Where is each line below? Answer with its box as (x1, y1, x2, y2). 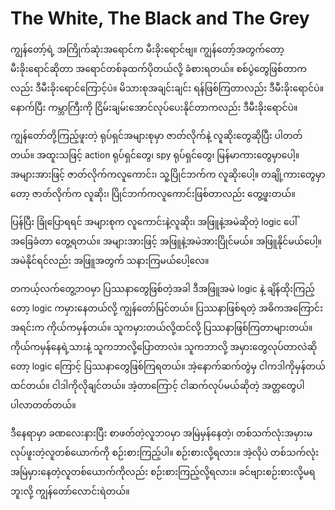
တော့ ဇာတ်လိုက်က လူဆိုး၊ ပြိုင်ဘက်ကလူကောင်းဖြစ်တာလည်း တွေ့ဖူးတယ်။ (10, 187, 296, 199)
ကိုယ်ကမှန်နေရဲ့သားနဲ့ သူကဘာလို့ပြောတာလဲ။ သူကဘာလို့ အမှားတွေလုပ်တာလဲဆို (10, 340, 318, 352)
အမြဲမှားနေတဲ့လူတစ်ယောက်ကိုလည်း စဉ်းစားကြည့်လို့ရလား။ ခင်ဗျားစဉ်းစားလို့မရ (10, 465, 316, 477)
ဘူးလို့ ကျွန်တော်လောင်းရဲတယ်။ (10, 485, 130, 497)
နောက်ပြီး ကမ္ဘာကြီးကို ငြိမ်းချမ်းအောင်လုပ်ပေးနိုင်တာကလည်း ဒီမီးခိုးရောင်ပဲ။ (10, 101, 298, 113)
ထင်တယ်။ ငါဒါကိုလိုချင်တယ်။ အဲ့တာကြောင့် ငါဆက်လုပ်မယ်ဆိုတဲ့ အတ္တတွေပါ (10, 379, 305, 391)
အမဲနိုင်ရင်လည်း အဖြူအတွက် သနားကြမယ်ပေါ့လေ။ (10, 254, 210, 266)
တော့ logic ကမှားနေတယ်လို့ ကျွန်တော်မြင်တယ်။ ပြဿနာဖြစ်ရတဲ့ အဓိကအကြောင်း (10, 302, 323, 314)
